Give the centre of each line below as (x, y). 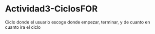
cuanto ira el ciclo (23, 27)
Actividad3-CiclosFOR (51, 9)
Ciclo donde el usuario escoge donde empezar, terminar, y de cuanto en (77, 22)
